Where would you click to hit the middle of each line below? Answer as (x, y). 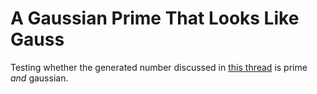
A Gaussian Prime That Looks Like (155, 18)
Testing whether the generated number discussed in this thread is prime (159, 67)
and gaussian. (39, 78)
